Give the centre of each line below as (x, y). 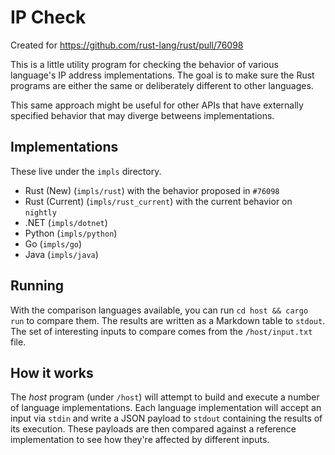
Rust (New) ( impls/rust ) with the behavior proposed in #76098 (152, 190)
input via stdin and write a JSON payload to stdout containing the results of (166, 418)
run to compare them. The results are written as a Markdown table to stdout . (168, 320)
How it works (52, 372)
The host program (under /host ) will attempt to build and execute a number (165, 397)
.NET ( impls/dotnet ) (66, 222)
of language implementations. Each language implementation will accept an (166, 408)
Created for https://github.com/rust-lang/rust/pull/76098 (127, 45)
